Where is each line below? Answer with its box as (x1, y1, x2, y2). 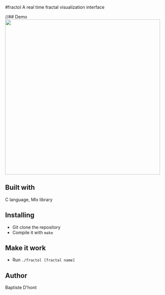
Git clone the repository (12, 224, 61, 230)
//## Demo (5, 14, 27, 19)
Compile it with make (12, 229, 54, 235)
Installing (5, 211, 35, 220)
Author (5, 271, 27, 280)
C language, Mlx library (5, 196, 53, 203)
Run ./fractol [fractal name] (12, 257, 75, 263)
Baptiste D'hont (5, 285, 37, 291)
